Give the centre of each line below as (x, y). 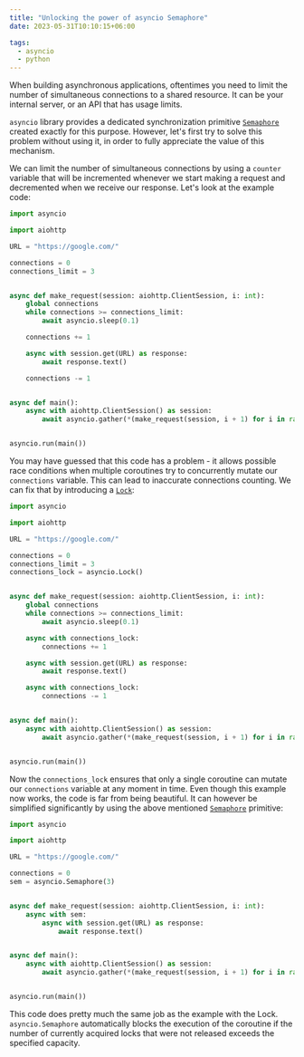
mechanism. (32, 151)
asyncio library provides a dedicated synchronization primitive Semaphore (144, 122)
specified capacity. (45, 1043)
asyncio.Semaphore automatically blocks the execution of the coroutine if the (151, 1023)
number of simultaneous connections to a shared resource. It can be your (147, 95)
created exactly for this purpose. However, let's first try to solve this (136, 131)
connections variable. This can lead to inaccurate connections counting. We (150, 480)
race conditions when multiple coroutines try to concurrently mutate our (143, 471)
